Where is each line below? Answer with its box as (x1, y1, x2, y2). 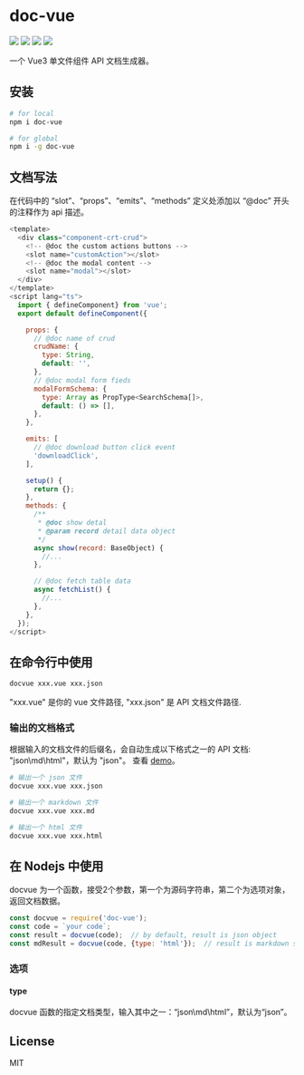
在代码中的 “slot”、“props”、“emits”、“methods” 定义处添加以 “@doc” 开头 (9, 196, 290, 207)
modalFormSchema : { (33, 384, 107, 393)
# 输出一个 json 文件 (9, 773, 83, 782)
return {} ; (33, 484, 75, 494)
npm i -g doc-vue (9, 142, 75, 151)
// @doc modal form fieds (33, 375, 131, 385)
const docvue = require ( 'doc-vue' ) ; (9, 914, 147, 923)
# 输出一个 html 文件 (9, 822, 83, 832)
